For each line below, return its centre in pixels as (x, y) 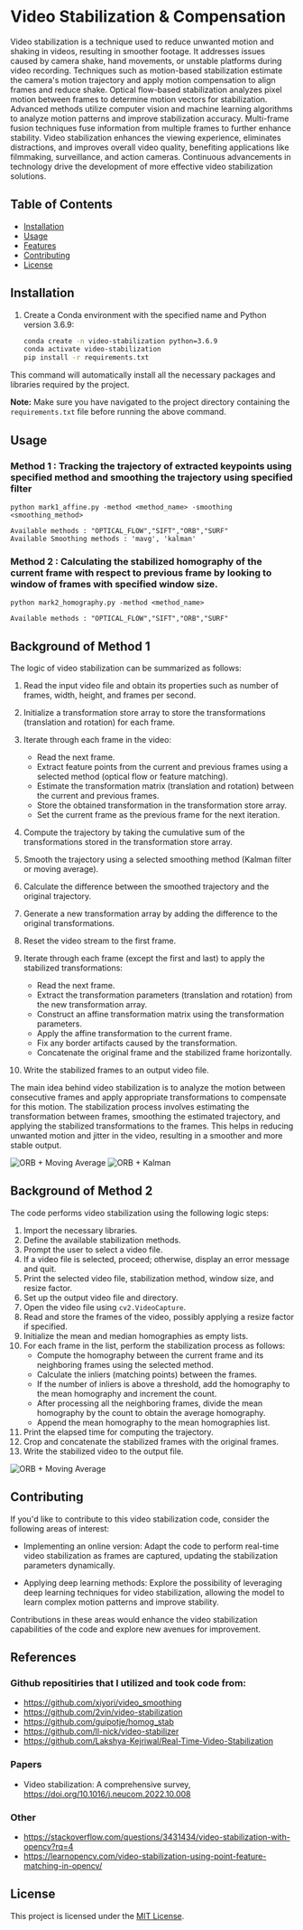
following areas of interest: (60, 1528)
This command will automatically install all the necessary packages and (143, 375)
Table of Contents (62, 205)
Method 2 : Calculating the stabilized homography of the (136, 561)
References (43, 1657)
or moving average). (61, 868)
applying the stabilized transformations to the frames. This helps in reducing (152, 1126)
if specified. (46, 1326)
